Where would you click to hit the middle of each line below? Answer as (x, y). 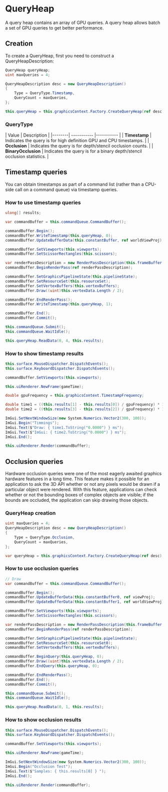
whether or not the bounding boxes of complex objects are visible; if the (79, 495)
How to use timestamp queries (43, 202)
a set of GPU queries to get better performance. (54, 28)
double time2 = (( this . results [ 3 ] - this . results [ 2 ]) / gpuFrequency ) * (82, 409)
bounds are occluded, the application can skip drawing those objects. (77, 500)
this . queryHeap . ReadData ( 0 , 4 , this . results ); (54, 341)
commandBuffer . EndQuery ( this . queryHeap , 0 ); (52, 666)
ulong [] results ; (23, 213)
